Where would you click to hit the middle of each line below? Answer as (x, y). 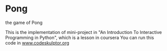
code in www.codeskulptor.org (37, 42)
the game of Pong (24, 22)
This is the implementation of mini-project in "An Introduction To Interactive (83, 32)
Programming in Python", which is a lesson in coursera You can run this (80, 37)
